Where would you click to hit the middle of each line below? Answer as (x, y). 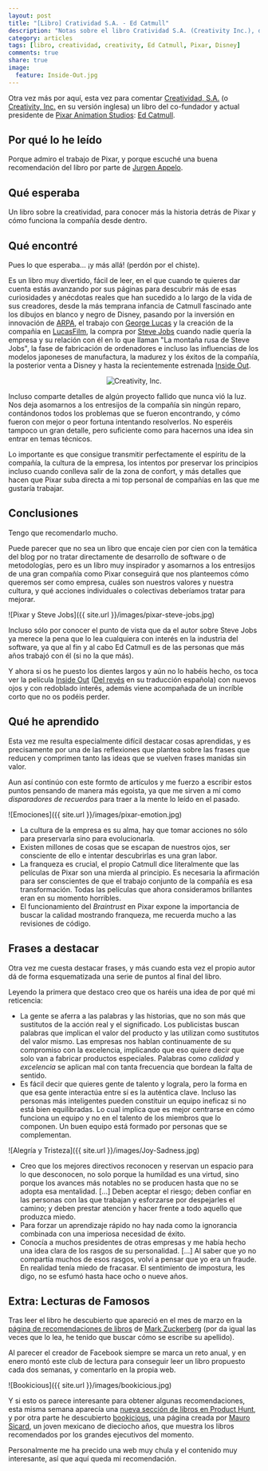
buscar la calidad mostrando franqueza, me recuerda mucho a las (128, 915)
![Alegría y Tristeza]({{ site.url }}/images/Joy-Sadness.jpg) (104, 1150)
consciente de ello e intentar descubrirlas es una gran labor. (118, 855)
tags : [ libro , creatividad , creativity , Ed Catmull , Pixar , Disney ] (124, 46)
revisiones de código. (55, 923)
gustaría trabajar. (36, 488)
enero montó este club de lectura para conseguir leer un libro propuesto (127, 1361)
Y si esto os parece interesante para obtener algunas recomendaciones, (127, 1401)
